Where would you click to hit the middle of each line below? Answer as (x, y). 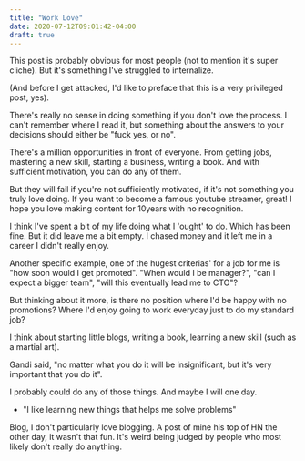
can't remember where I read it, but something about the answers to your (147, 125)
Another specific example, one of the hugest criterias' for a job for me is (145, 263)
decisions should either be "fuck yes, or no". (92, 135)
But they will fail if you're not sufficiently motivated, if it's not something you (152, 190)
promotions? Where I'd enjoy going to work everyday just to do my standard (152, 310)
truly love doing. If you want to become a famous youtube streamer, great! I (151, 199)
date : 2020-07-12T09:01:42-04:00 (73, 26)
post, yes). (30, 97)
